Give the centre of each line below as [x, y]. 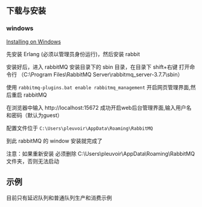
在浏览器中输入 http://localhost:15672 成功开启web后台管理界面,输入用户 [96, 107]
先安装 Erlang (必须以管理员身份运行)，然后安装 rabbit [73, 54]
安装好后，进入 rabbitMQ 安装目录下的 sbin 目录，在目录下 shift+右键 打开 [98, 67]
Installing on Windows [34, 42]
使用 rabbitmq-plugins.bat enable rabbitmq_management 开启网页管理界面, [99, 87]
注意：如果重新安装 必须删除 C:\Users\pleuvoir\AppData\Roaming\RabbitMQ [100, 153]
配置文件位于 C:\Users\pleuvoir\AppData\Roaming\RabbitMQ [80, 128]
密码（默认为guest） [37, 115]
